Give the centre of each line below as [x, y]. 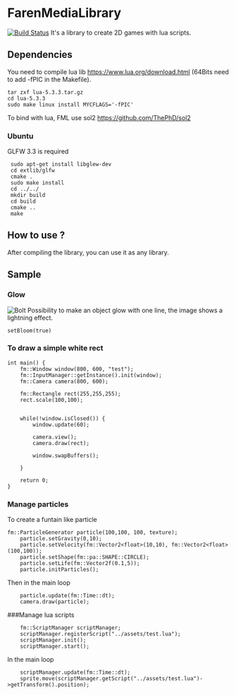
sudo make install [37, 183]
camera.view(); [55, 437]
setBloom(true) [30, 331]
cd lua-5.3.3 [26, 98]
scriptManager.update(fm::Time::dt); [75, 672]
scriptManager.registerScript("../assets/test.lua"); [100, 634]
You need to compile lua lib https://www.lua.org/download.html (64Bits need [118, 71]
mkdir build [28, 196]
